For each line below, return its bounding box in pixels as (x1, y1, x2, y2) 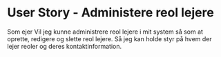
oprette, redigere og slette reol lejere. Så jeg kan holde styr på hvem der (7, 34, 212, 43)
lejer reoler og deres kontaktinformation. (7, 42, 122, 50)
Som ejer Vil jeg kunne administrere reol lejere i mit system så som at (7, 27, 204, 36)
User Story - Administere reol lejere (7, 5, 214, 21)
